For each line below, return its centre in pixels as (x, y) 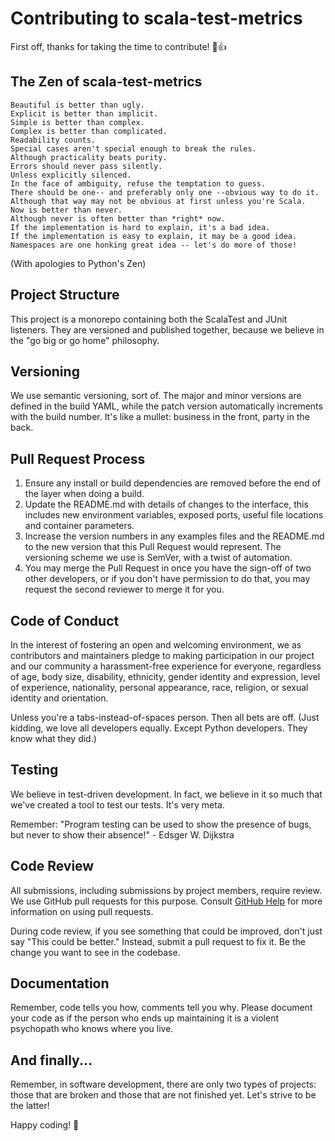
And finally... (51, 1060)
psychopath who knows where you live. (92, 1029)
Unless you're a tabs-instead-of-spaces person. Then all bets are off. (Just (165, 717)
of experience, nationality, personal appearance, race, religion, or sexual (159, 687)
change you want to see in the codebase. (95, 952)
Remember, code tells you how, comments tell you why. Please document (161, 1008)
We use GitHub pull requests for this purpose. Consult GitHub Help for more (166, 901)
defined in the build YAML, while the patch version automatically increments (166, 406)
